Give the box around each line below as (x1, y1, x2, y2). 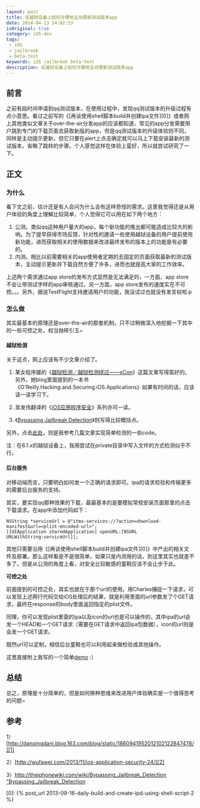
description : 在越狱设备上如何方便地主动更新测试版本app (6, 64, 134, 71)
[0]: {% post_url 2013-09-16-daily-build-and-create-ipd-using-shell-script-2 (6, 789, 195, 797)
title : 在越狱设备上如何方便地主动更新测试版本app (6, 14, 118, 20)
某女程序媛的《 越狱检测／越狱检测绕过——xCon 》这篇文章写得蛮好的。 (14, 369, 190, 376)
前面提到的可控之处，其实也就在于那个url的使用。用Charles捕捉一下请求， (6, 585, 189, 592)
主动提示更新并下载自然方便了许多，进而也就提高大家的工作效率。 (25, 261, 188, 268)
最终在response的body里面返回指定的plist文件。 (16, 600, 136, 607)
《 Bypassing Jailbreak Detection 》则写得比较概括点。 (14, 417, 142, 424)
